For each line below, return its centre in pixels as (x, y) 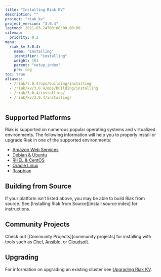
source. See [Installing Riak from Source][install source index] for (71, 204)
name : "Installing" (34, 51)
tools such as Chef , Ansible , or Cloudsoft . (47, 242)
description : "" (22, 14)
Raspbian (22, 171)
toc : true (15, 74)
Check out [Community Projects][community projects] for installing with (78, 236)
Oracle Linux (25, 166)
